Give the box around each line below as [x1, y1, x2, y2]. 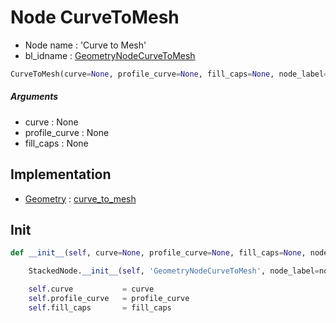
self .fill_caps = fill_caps [28, 302, 172, 313]
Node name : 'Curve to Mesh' [24, 39, 147, 51]
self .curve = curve [28, 284, 155, 295]
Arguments [10, 91, 59, 103]
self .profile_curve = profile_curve [28, 294, 190, 304]
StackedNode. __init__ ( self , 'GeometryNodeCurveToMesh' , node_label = [28, 266, 320, 276]
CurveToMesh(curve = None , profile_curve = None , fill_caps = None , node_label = [10, 69, 329, 79]
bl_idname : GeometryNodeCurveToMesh [24, 49, 196, 61]
